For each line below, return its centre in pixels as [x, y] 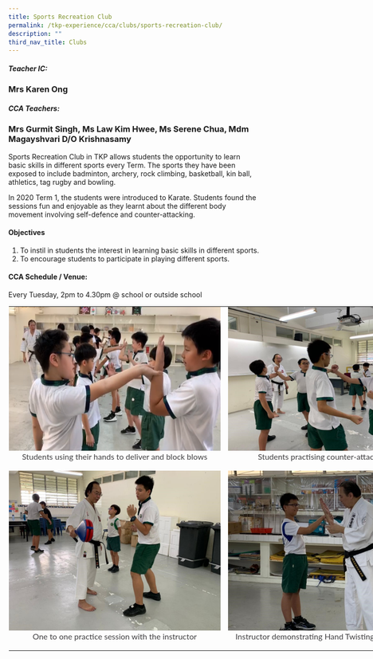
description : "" [35, 33]
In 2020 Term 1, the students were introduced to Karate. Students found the [132, 197]
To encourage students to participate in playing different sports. [124, 258]
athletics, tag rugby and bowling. [62, 182]
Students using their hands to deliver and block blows [115, 456]
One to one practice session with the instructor [115, 636]
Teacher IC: [28, 69]
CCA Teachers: [34, 108]
